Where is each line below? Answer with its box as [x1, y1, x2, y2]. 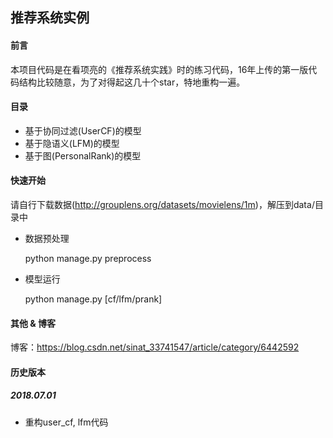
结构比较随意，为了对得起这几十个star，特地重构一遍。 [18, 76, 246, 88]
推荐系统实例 [10, 9, 90, 27]
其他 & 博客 [10, 317, 57, 329]
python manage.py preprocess [24, 253, 152, 264]
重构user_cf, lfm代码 [24, 416, 109, 428]
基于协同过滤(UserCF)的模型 [24, 124, 142, 137]
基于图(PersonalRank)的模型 [24, 149, 142, 162]
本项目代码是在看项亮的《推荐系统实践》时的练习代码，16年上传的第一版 [10, 63, 309, 75]
